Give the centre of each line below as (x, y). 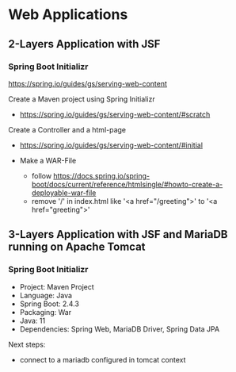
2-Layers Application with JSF (84, 44)
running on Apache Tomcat (77, 247)
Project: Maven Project (57, 286)
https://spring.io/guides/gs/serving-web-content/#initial (111, 145)
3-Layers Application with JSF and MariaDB (118, 234)
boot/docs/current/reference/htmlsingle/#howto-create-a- (127, 184)
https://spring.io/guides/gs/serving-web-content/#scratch (115, 114)
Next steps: (27, 344)
